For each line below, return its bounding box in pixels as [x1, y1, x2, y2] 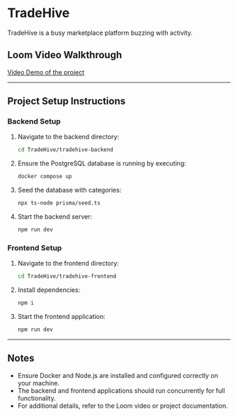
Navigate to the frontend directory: [17, 259, 119, 268]
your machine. [17, 379, 60, 387]
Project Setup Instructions [7, 95, 126, 107]
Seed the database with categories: [17, 186, 122, 195]
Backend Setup [7, 117, 62, 126]
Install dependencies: [17, 286, 81, 294]
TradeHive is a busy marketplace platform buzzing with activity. [7, 28, 193, 37]
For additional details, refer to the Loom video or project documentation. [17, 401, 228, 410]
